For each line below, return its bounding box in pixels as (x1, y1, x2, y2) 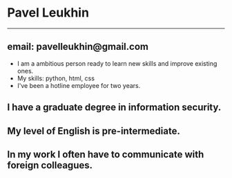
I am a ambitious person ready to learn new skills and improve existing (17, 59, 217, 67)
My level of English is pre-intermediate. (7, 125, 181, 136)
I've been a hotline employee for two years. (17, 81, 141, 89)
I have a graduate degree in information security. (7, 102, 222, 114)
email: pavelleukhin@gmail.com (7, 41, 148, 53)
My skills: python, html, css (17, 74, 95, 82)
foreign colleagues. (7, 159, 93, 171)
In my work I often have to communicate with (7, 148, 204, 160)
